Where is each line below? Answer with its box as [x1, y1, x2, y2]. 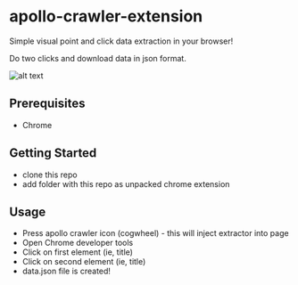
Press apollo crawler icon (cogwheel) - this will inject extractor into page [21, 228, 289, 239]
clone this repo [21, 169, 78, 180]
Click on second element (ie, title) [21, 256, 146, 267]
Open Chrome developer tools [21, 238, 134, 248]
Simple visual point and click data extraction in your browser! [9, 36, 234, 46]
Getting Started [9, 145, 97, 161]
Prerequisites [9, 96, 86, 111]
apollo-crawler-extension [9, 6, 203, 27]
